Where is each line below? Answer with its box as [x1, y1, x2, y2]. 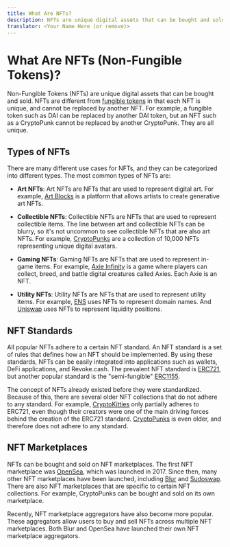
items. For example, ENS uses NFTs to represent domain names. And [16, 298, 212, 306]
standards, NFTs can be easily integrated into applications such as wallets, [7, 358, 218, 366]
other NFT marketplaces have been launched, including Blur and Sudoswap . [7, 474, 222, 482]
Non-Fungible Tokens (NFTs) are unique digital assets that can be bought [7, 90, 214, 98]
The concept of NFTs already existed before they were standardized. [7, 385, 202, 393]
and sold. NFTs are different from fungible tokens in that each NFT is [7, 97, 201, 105]
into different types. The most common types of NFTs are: [7, 172, 171, 180]
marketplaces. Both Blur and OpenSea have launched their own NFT [7, 524, 200, 533]
